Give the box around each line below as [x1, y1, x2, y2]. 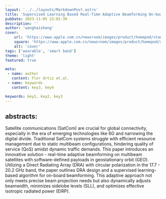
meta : [5, 67, 16, 72]
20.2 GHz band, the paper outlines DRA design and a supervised [5, 167, 137, 173]
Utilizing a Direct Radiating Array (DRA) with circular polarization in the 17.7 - [5, 162, 160, 168]
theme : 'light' [5, 53, 37, 58]
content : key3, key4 [11, 85, 54, 90]
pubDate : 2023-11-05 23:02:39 [5, 16, 68, 21]
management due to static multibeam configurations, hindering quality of [5, 141, 154, 147]
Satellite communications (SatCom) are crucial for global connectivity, [5, 125, 147, 131]
